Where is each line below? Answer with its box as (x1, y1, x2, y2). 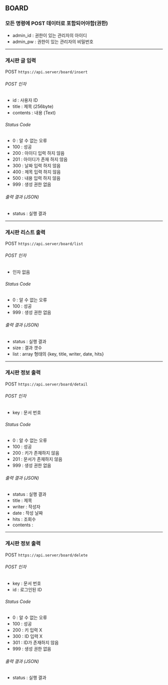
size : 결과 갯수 (12, 345, 42, 351)
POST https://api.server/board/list (5, 240, 83, 246)
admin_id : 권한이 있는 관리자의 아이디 (12, 32, 87, 38)
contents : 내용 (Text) (12, 110, 56, 116)
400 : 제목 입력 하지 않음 (12, 169, 61, 175)
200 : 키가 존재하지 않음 (12, 450, 59, 456)
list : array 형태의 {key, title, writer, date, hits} (12, 351, 104, 357)
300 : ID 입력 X (12, 633, 43, 639)
